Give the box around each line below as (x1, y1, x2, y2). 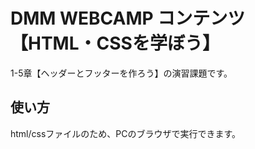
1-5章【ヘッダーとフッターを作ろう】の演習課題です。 (10, 67, 233, 79)
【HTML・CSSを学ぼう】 (10, 32, 220, 55)
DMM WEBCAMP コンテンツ (10, 7, 246, 30)
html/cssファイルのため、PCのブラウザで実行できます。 (10, 127, 242, 139)
